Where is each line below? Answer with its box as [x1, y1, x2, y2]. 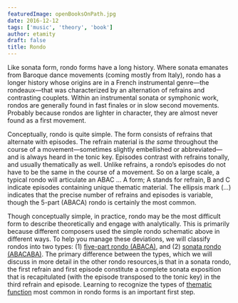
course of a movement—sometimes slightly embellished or [7, 145, 180, 153]
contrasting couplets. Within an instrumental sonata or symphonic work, [7, 93, 219, 102]
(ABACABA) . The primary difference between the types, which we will [7, 250, 212, 258]
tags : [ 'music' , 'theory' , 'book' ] [7, 24, 113, 31]
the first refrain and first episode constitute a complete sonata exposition [7, 265, 222, 273]
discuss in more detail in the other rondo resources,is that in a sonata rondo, [7, 257, 232, 266]
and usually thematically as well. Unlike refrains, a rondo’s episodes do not [7, 160, 226, 168]
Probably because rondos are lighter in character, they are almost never [7, 108, 219, 117]
